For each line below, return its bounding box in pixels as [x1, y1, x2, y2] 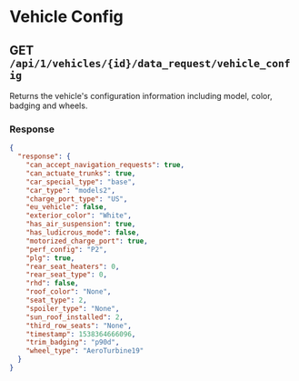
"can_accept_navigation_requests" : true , [25, 161, 184, 170]
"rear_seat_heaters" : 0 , [25, 262, 120, 271]
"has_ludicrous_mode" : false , [25, 228, 141, 237]
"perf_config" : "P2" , [25, 245, 107, 254]
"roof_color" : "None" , [25, 287, 112, 296]
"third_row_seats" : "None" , [25, 321, 132, 330]
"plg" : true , [25, 253, 75, 263]
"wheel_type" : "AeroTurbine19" [25, 346, 145, 356]
